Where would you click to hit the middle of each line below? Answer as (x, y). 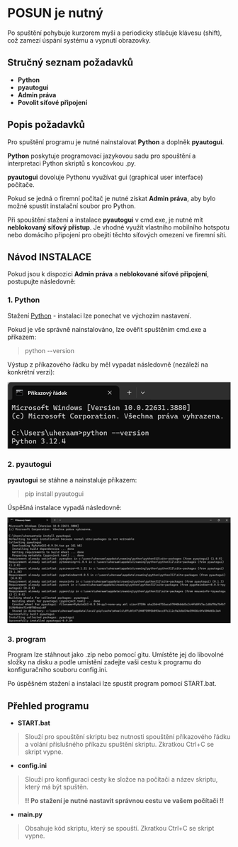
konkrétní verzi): (31, 372)
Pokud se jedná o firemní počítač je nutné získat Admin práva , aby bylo (112, 198)
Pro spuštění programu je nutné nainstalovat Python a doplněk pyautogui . (116, 142)
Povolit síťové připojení (52, 102)
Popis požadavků (46, 125)
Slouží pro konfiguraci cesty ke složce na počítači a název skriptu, (121, 779)
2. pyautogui (29, 465)
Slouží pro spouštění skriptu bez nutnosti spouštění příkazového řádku (127, 737)
